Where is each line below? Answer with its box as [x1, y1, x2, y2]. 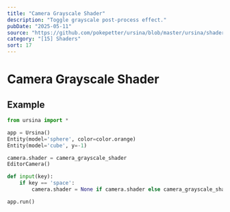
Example [7, 99, 45, 110]
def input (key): [7, 173, 53, 180]
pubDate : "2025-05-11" [7, 23, 72, 30]
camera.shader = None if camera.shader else [31, 186, 161, 193]
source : [7, 29, 29, 36]
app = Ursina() [7, 129, 51, 136]
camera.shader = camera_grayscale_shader [7, 154, 127, 161]
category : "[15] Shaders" [7, 36, 81, 43]
